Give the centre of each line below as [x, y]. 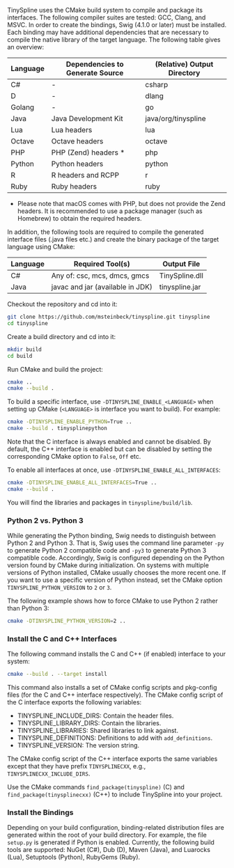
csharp [157, 85]
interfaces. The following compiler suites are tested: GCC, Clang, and [107, 17]
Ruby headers [74, 186]
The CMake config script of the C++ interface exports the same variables [112, 759]
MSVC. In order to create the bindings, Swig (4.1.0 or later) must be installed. [117, 25]
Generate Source [95, 73]
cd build [20, 356]
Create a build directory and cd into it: [62, 336]
